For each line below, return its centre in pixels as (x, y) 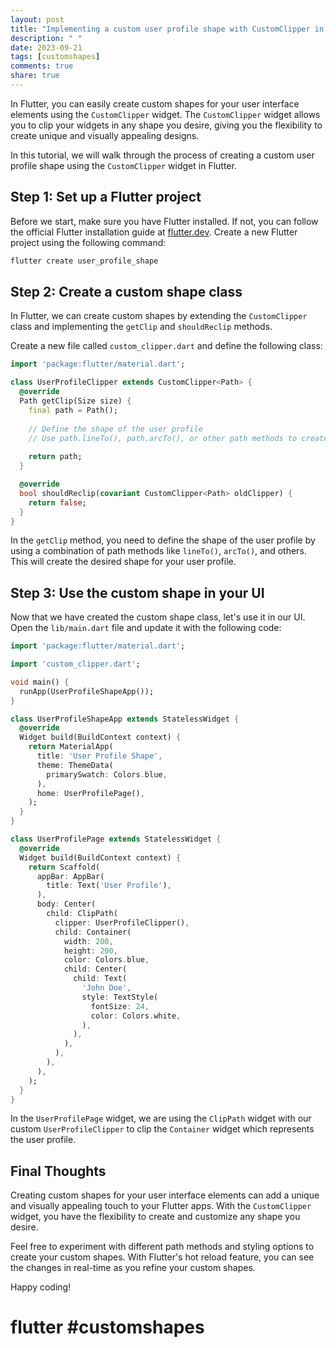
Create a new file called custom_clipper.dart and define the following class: (166, 346)
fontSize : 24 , (120, 1006)
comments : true (42, 66)
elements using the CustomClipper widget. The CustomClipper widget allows (165, 114)
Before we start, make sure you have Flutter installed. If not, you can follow (164, 221)
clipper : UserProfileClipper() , (122, 922)
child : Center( (95, 969)
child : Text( (100, 979)
